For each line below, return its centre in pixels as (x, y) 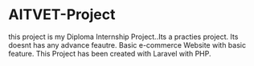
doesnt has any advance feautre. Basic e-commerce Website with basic (127, 45)
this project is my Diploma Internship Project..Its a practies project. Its (123, 37)
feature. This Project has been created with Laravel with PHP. (110, 53)
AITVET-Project (62, 15)
